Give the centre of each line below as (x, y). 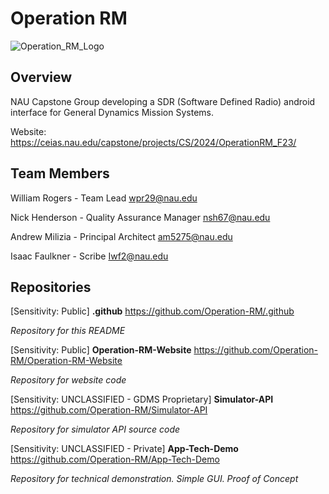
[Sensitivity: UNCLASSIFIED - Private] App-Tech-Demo (124, 449)
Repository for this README (68, 331)
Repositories (51, 287)
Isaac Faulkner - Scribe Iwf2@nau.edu (89, 256)
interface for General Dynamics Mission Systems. (112, 112)
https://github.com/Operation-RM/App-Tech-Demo (115, 459)
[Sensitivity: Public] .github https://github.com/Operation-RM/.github (152, 311)
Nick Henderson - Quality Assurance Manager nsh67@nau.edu (140, 217)
